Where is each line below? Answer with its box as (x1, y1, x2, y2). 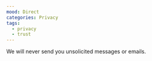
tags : (6, 20, 20, 26)
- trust (12, 31, 32, 37)
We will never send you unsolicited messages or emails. (6, 48, 147, 55)
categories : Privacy (6, 14, 59, 21)
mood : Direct (6, 8, 40, 15)
